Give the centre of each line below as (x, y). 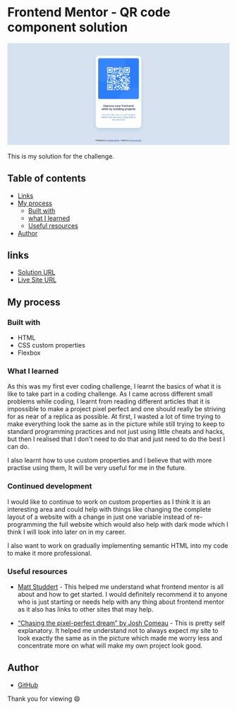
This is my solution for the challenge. (61, 156)
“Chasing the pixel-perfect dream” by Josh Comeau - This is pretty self (121, 623)
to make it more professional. (50, 553)
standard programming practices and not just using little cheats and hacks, (116, 432)
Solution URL (36, 273)
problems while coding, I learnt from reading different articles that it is (109, 401)
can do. (18, 447)
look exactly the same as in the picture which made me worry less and (120, 638)
